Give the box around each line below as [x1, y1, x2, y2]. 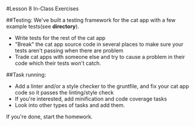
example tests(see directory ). [6, 23, 79, 30]
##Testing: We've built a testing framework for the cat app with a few [6, 17, 176, 23]
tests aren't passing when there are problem [14, 47, 124, 54]
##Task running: [6, 71, 46, 78]
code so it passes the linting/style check [14, 89, 114, 96]
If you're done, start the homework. [6, 113, 93, 120]
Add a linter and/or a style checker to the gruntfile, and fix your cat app [14, 83, 189, 90]
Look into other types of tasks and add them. [14, 102, 125, 109]
